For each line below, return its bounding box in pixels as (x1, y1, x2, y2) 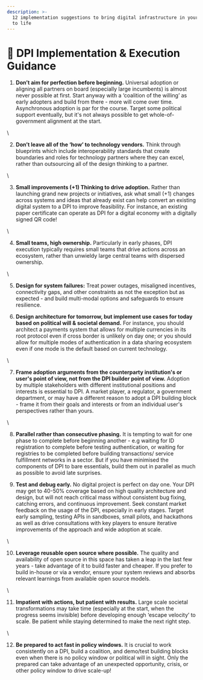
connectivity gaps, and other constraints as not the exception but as (15, 289, 186, 296)
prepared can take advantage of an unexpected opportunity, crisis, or (15, 661, 189, 668)
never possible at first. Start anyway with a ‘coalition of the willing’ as (15, 92, 187, 99)
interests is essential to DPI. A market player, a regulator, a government (15, 388, 192, 395)
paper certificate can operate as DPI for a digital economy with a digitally (15, 209, 197, 217)
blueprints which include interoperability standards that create (15, 148, 170, 155)
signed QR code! (15, 216, 57, 223)
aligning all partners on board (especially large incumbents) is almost (15, 85, 187, 93)
